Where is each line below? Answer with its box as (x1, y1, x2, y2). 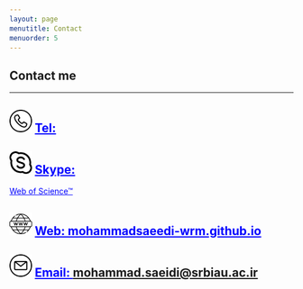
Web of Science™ (9, 185, 74, 197)
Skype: (34, 162, 76, 177)
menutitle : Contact (9, 23, 83, 33)
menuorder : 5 (9, 33, 59, 42)
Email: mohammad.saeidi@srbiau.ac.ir (34, 266, 259, 281)
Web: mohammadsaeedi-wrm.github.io (34, 223, 262, 239)
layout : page (9, 14, 59, 23)
